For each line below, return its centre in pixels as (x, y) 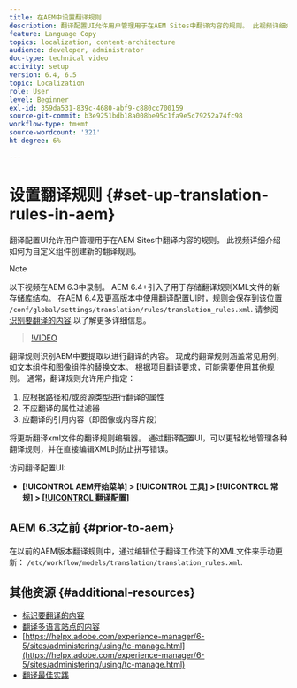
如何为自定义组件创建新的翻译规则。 (75, 251)
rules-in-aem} (62, 214)
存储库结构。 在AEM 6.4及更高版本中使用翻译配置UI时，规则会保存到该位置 (146, 298)
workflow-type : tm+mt (49, 125)
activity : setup (39, 67)
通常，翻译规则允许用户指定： (80, 378)
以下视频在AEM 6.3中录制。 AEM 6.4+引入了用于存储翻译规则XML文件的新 (145, 287)
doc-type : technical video (59, 58)
